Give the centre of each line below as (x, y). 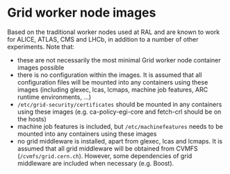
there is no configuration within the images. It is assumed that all (109, 75)
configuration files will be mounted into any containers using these (113, 82)
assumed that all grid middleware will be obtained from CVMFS (107, 148)
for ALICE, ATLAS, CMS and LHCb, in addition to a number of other (103, 39)
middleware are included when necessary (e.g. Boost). (96, 163)
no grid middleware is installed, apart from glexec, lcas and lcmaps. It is (120, 141)
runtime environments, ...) (54, 97)
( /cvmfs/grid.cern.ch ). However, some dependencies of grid (105, 156)
